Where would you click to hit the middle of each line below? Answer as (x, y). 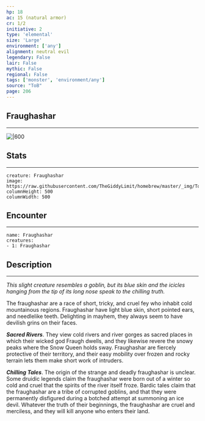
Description (29, 264)
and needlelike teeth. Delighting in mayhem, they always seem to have (95, 316)
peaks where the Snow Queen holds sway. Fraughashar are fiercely (91, 348)
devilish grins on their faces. (42, 323)
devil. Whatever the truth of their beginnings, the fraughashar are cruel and (101, 405)
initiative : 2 (24, 29)
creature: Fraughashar (35, 175)
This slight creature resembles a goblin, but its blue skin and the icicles (95, 285)
